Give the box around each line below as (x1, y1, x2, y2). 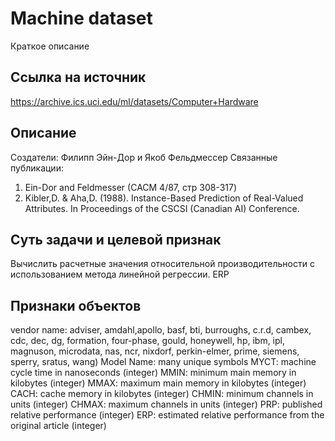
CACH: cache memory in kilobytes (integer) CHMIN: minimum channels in (10, 388, 314, 400)
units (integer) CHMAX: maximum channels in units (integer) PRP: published (10, 398, 323, 411)
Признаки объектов (10, 297, 142, 314)
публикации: (10, 162, 64, 174)
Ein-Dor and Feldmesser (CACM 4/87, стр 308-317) (24, 181, 238, 193)
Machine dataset (10, 7, 153, 30)
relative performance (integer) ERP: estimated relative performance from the (10, 409, 325, 421)
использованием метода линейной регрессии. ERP (10, 268, 230, 281)
